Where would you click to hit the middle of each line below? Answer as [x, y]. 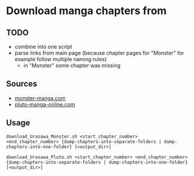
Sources [22, 84]
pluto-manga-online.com [45, 104]
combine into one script [43, 47]
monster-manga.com [40, 98]
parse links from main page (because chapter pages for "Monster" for [99, 53]
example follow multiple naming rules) [61, 59]
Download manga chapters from [86, 11]
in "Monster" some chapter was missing [72, 65]
